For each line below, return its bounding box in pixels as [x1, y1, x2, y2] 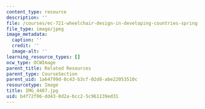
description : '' [6, 15, 48, 21]
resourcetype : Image [6, 82, 59, 88]
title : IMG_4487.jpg [6, 88, 59, 94]
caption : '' [12, 37, 43, 43]
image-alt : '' [12, 48, 48, 54]
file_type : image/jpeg [6, 25, 64, 32]
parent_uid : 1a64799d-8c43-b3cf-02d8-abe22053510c [6, 76, 138, 82]
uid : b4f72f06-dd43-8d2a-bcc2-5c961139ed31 [6, 93, 119, 99]
